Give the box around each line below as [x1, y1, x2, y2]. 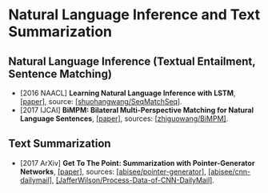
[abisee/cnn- [207, 167, 251, 176]
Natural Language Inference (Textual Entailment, [8, 54, 256, 68]
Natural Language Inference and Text [8, 6, 261, 24]
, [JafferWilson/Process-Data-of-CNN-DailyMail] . [51, 175, 214, 185]
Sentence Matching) [8, 66, 112, 81]
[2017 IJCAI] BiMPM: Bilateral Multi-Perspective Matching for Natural [19, 106, 254, 115]
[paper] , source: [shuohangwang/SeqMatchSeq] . [19, 97, 182, 106]
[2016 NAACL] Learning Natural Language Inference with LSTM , [19, 88, 236, 98]
